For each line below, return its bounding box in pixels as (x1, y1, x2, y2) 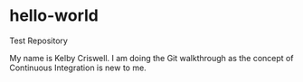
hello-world (9, 5, 99, 26)
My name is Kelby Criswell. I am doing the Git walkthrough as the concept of (9, 52, 294, 63)
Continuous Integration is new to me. (9, 62, 147, 73)
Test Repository (9, 35, 68, 46)
